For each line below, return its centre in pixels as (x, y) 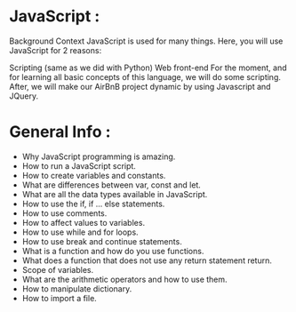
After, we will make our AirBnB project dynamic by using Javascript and (140, 86)
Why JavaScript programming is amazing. (99, 156)
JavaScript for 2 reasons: (56, 50)
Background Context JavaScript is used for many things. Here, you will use (146, 41)
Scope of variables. (58, 269)
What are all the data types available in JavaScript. (115, 194)
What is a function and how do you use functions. (113, 251)
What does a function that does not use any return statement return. (147, 260)
